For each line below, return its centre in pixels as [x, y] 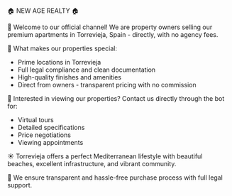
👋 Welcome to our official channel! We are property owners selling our [110, 27]
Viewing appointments [50, 142]
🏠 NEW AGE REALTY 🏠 [43, 11]
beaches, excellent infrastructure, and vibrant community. [92, 164]
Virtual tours [36, 120]
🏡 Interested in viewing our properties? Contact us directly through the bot [116, 98]
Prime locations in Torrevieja [59, 62]
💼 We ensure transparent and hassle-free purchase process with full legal [115, 178]
